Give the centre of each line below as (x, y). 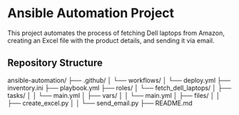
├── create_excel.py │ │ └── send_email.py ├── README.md (100, 103)
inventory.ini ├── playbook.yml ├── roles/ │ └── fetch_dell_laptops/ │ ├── (119, 88)
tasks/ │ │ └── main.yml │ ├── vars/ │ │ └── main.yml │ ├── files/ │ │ (114, 95)
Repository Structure (55, 63)
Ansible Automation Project (91, 13)
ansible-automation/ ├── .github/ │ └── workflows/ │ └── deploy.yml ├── (119, 80)
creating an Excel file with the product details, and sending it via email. (111, 40)
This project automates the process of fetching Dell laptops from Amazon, (116, 33)
